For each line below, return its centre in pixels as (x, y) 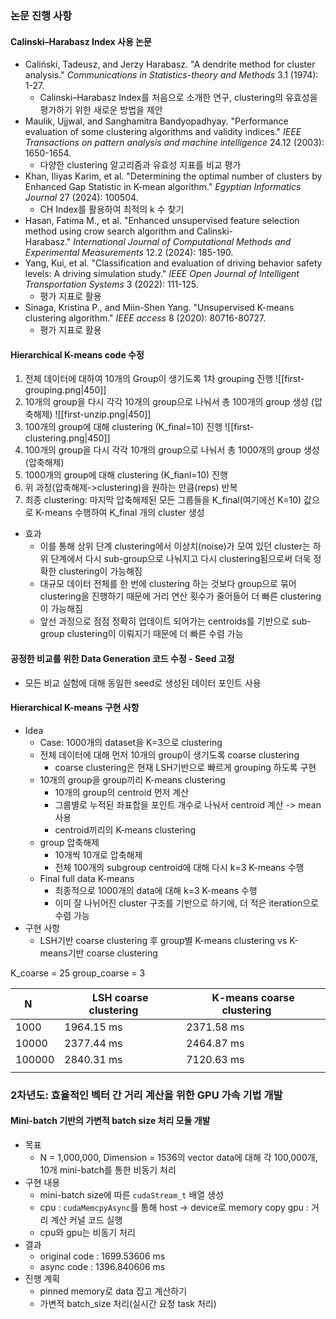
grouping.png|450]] (65, 390)
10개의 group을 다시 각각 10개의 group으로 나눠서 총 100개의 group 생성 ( (169, 402)
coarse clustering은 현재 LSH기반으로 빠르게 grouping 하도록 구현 (185, 767)
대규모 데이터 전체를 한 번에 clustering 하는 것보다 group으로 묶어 (168, 584)
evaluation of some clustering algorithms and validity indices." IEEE (163, 132)
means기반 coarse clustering (98, 953)
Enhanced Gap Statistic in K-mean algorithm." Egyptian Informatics (163, 187)
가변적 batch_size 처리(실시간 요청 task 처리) (128, 1303)
